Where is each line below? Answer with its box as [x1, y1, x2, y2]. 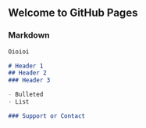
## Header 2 [8, 69, 47, 77]
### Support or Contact [8, 112, 86, 120]
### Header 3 [8, 76, 51, 85]
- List [8, 98, 30, 106]
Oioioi [8, 47, 30, 56]
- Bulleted [8, 90, 44, 99]
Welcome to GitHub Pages [8, 6, 138, 20]
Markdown [8, 30, 50, 41]
